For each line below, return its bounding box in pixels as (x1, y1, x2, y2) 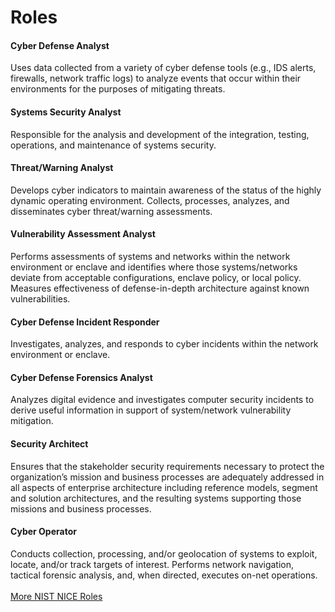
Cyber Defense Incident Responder (10, 316, 160, 328)
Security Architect (10, 438, 89, 450)
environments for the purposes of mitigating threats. (10, 83, 226, 95)
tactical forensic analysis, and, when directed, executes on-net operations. (10, 569, 318, 581)
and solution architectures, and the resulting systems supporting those (10, 492, 302, 504)
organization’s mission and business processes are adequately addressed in (10, 471, 325, 483)
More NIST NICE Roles (10, 590, 103, 602)
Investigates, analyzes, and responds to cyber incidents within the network (10, 338, 319, 350)
